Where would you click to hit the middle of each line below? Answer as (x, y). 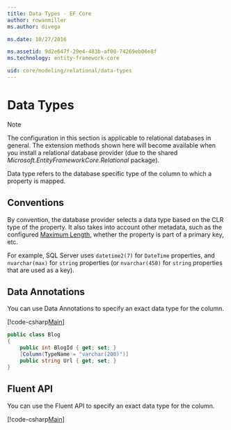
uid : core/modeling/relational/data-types (70, 71)
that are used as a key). (41, 270)
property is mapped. (37, 181)
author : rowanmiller (37, 20)
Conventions (36, 203)
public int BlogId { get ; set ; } (68, 348)
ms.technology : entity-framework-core (63, 58)
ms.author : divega (34, 26)
